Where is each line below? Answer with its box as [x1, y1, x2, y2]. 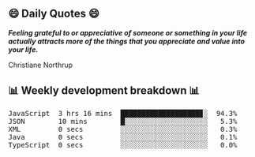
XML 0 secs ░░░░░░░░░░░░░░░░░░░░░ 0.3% [8, 125, 238, 133]
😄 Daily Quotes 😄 [8, 7, 100, 21]
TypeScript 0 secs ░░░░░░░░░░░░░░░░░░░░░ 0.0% [8, 140, 238, 149]
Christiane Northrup [8, 60, 73, 69]
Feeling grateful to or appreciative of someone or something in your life [8, 28, 248, 37]
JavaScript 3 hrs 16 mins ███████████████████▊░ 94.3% [8, 109, 238, 118]
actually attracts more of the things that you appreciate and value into [8, 36, 246, 46]
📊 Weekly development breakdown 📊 [8, 84, 200, 98]
